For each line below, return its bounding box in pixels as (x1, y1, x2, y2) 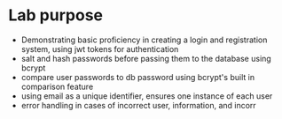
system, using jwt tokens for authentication (20, 43, 179, 54)
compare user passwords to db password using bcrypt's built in (20, 71, 255, 82)
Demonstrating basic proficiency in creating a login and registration (20, 34, 268, 45)
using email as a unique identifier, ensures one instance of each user (20, 90, 273, 101)
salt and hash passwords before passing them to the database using (20, 53, 271, 63)
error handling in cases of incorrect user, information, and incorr (20, 100, 256, 110)
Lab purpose (8, 5, 104, 26)
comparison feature (20, 81, 94, 92)
